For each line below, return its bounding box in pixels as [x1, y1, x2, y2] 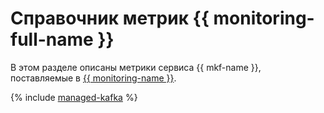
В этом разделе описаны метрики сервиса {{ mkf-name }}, [10, 61, 262, 73]
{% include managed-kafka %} [10, 91, 138, 103]
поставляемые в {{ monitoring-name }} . [10, 72, 177, 84]
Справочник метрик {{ [10, 7, 210, 30]
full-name [10, 28, 94, 51]
